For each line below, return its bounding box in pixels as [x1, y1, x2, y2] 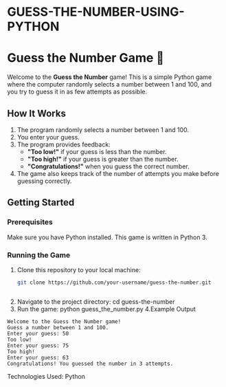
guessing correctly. [16, 177, 72, 185]
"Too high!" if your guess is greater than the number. [27, 155, 179, 163]
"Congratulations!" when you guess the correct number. [27, 162, 190, 170]
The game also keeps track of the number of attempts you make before [16, 169, 220, 177]
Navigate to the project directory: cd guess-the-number [16, 297, 175, 306]
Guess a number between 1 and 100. [7, 324, 109, 331]
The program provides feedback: [16, 140, 111, 148]
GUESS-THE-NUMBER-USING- [7, 4, 185, 20]
